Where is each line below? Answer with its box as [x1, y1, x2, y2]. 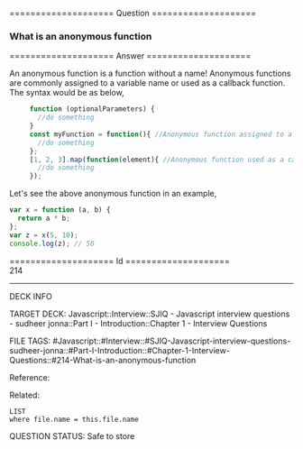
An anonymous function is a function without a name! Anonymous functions [9, 68, 291, 79]
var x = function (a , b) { [9, 206, 111, 215]
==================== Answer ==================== [9, 50, 252, 61]
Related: [9, 389, 41, 400]
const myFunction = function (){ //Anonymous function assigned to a [29, 130, 293, 139]
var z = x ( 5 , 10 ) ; [9, 230, 78, 240]
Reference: [9, 371, 50, 382]
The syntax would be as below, [9, 87, 124, 98]
